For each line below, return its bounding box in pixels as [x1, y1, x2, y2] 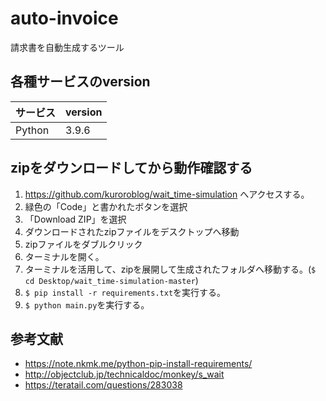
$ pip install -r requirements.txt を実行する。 [24, 286, 227, 298]
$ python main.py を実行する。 [24, 298, 150, 311]
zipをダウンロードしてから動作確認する [10, 160, 253, 177]
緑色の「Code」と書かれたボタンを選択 [24, 200, 188, 212]
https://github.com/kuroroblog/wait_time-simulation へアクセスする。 [24, 188, 310, 200]
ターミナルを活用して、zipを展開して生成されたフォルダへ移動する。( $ [24, 263, 317, 275]
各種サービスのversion [10, 73, 151, 91]
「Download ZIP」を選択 [24, 213, 127, 225]
